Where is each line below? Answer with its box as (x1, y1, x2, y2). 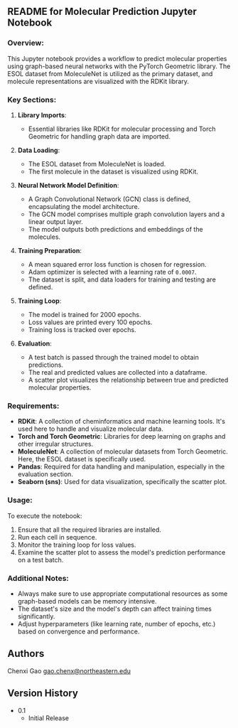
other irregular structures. (17, 440, 94, 449)
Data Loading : (17, 146, 60, 154)
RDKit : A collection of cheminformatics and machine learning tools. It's (17, 417, 226, 426)
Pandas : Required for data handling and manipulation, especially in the (17, 462, 225, 471)
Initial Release (28, 714, 70, 722)
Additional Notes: (7, 573, 70, 583)
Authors (7, 648, 45, 660)
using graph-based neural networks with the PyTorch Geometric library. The (7, 62, 231, 70)
